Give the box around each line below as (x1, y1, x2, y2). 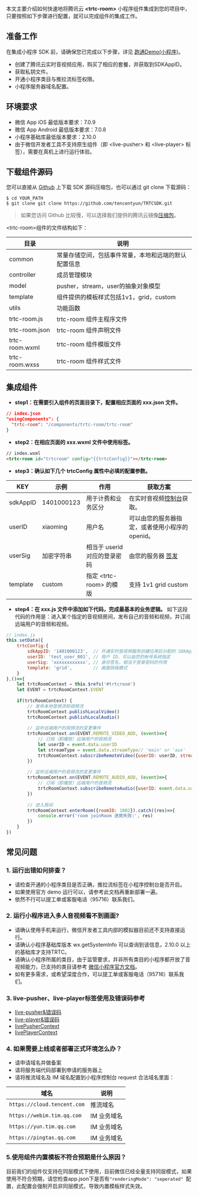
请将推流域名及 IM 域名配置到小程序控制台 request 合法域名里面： (14, 1074, 175, 1081)
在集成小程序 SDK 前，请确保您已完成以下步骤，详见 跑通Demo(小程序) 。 (6, 48, 184, 55)
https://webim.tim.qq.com (9, 1112, 82, 1119)
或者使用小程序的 (140, 523, 189, 531)
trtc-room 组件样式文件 (57, 357, 122, 366)
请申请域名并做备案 (14, 1059, 62, 1066)
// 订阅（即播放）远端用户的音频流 (37, 780, 112, 786)
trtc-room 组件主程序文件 (57, 315, 128, 323)
